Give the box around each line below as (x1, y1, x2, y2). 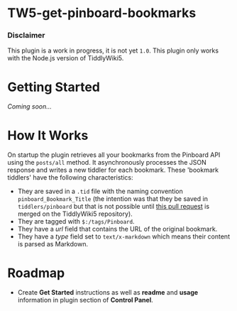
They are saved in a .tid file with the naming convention (17, 187, 183, 196)
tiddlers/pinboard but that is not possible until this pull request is (17, 202, 210, 211)
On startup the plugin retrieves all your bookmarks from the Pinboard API (7, 151, 221, 159)
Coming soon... (7, 102, 52, 111)
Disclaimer (7, 31, 45, 40)
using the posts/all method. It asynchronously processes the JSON (7, 158, 207, 167)
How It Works (7, 127, 89, 143)
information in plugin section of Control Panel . (17, 296, 154, 305)
